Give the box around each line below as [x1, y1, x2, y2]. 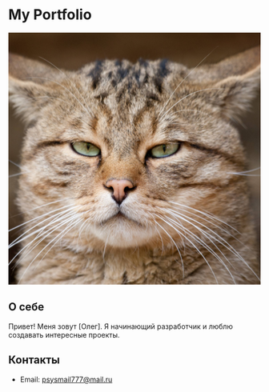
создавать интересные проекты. [8, 330, 120, 339]
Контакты [8, 354, 60, 367]
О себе [8, 300, 45, 314]
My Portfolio [8, 6, 92, 24]
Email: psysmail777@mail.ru [19, 374, 113, 384]
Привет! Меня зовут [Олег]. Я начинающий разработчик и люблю [8, 322, 234, 331]
